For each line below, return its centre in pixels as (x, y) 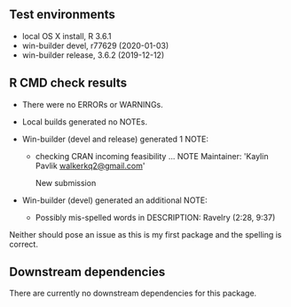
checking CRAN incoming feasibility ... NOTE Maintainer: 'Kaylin (152, 156)
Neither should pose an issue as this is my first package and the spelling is (145, 234)
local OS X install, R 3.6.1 (67, 36)
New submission (66, 182)
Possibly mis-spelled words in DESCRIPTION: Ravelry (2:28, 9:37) (155, 217)
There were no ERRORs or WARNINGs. (92, 104)
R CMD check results (68, 83)
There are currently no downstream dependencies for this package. (133, 294)
